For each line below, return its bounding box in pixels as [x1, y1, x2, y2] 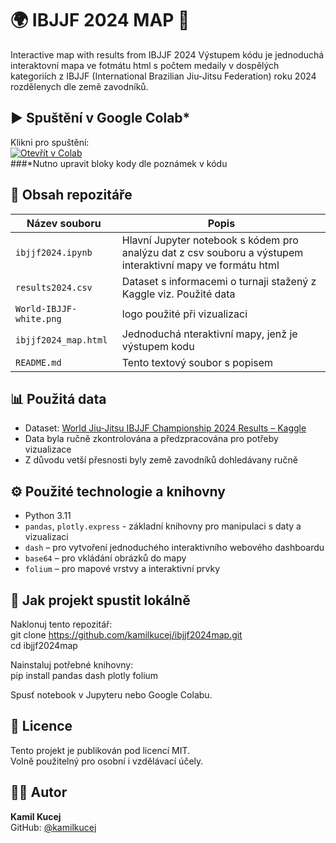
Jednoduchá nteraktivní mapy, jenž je [121, 327, 298, 341]
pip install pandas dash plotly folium [10, 670, 159, 681]
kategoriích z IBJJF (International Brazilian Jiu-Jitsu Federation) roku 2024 [10, 70, 317, 82]
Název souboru [26, 216, 102, 230]
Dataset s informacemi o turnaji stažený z [121, 274, 317, 288]
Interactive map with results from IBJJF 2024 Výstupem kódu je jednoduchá [10, 48, 325, 61]
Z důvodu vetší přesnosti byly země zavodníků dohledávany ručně [24, 454, 298, 466]
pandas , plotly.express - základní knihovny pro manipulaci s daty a [24, 520, 302, 532]
